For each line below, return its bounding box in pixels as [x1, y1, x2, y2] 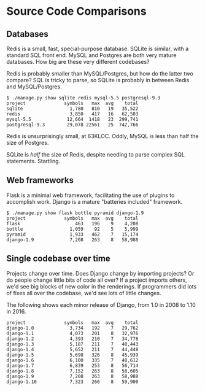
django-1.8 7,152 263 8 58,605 [6, 368, 139, 374]
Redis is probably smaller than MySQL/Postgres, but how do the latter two [6, 70, 193, 77]
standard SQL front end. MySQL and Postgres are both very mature [6, 52, 177, 59]
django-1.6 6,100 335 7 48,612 [6, 357, 139, 363]
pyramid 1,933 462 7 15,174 [6, 231, 139, 238]
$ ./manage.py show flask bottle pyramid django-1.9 [6, 210, 144, 216]
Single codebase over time [6, 254, 110, 264]
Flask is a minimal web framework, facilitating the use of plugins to [6, 192, 175, 199]
